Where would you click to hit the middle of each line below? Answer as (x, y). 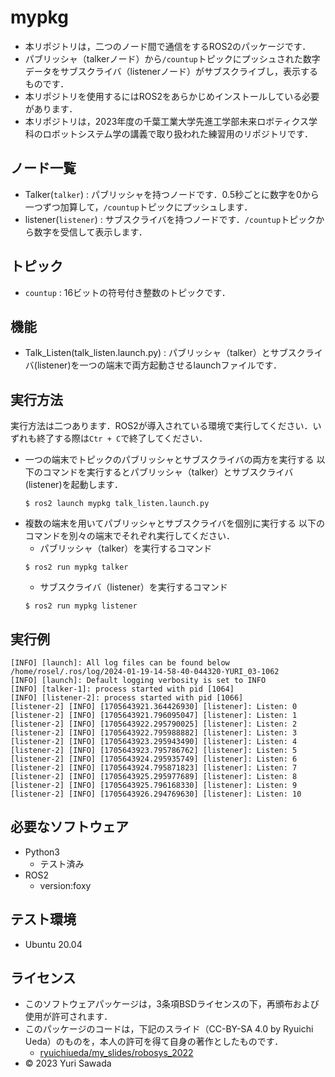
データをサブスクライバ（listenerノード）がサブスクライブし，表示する (171, 71)
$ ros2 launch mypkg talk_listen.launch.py (117, 504)
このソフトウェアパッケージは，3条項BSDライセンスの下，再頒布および (172, 1004)
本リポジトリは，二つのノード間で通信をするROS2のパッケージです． (168, 46)
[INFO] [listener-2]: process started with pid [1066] (127, 698)
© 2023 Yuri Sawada (68, 1063)
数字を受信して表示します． (90, 232)
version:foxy (65, 885)
